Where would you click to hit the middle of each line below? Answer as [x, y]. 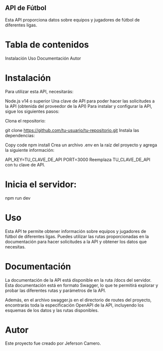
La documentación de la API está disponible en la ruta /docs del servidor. [78, 280]
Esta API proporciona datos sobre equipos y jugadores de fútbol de [72, 20]
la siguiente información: [30, 150]
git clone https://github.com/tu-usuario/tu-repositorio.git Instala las [72, 130]
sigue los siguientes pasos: [32, 111]
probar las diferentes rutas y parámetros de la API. [55, 290]
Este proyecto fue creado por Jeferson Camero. [53, 343]
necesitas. [15, 247]
